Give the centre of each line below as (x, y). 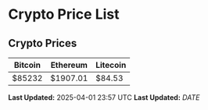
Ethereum (69, 65)
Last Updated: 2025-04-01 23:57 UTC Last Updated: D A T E (104, 98)
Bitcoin (27, 65)
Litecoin (111, 65)
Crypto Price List (64, 14)
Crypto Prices (43, 43)
